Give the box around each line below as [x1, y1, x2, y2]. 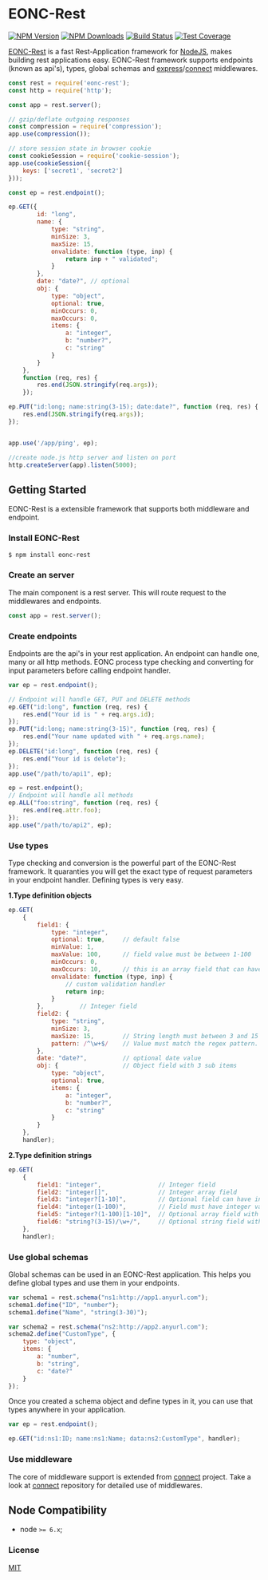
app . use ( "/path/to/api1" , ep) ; [8, 769, 112, 778]
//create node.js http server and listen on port [8, 453, 177, 461]
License [8, 1545, 40, 1556]
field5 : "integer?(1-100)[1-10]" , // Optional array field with [37, 1211, 259, 1219]
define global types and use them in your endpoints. [8, 1278, 179, 1287]
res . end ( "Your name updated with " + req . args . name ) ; [22, 733, 205, 741]
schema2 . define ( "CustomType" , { [8, 1330, 116, 1338]
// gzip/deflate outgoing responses [8, 115, 130, 124]
